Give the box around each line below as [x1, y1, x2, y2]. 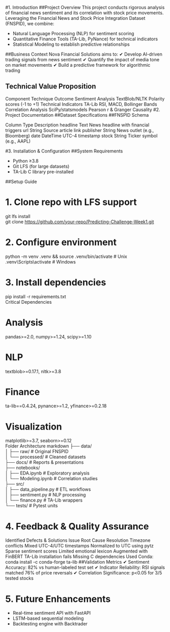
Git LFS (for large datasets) [12, 163, 70, 169]
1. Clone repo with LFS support [5, 196, 137, 208]
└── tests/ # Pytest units [5, 503, 58, 509]
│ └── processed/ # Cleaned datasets [5, 454, 86, 460]
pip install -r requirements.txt [5, 293, 66, 300]
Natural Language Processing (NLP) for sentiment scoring [12, 31, 134, 36]
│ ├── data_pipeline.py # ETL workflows [5, 486, 91, 492]
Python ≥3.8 [12, 157, 39, 164]
